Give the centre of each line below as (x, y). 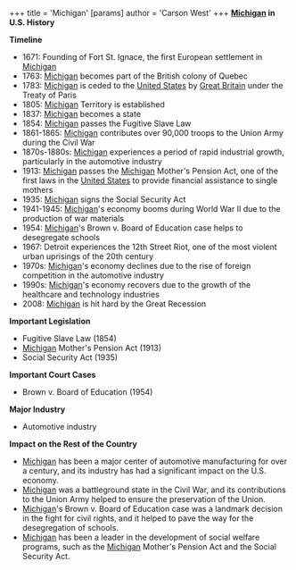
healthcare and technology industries (91, 294)
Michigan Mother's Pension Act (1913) (92, 348)
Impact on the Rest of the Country (74, 444)
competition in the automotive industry (93, 275)
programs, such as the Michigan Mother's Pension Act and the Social (149, 547)
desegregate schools (61, 237)
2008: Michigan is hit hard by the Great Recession (114, 304)
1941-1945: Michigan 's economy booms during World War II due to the (151, 209)
